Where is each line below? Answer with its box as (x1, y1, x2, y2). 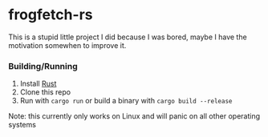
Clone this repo (19, 87, 71, 97)
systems (8, 120, 36, 130)
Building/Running (8, 60, 78, 71)
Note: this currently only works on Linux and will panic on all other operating (8, 111, 261, 121)
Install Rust (19, 79, 57, 89)
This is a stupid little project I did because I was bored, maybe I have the (8, 32, 247, 42)
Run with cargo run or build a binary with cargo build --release (19, 96, 233, 106)
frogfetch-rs (8, 6, 94, 24)
